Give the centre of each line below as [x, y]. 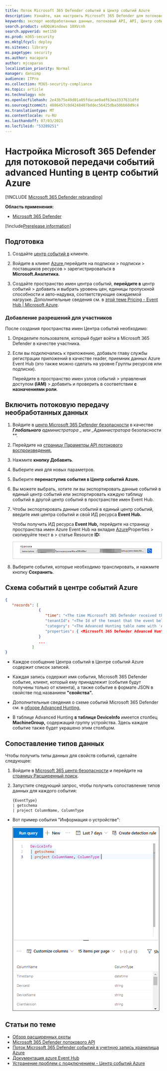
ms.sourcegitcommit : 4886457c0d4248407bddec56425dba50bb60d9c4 [72, 105]
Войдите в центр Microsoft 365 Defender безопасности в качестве [83, 425]
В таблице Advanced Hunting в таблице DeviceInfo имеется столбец [85, 717]
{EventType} [25, 801]
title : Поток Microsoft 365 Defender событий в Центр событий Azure [78, 10]
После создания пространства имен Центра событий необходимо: [77, 328]
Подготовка [24, 242]
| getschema [25, 806]
